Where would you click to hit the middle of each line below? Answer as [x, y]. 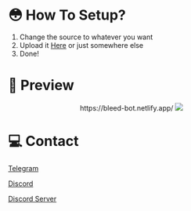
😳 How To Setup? [67, 15]
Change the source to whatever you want [86, 37]
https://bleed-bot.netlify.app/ [126, 107]
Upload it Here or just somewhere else [81, 45]
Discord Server [32, 198]
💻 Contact [44, 142]
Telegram [23, 168]
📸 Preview [41, 85]
